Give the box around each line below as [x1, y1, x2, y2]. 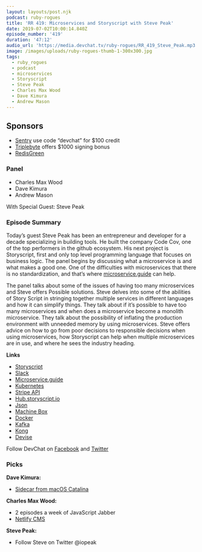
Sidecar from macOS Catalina [14, 486, 89, 493]
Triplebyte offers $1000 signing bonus [14, 143, 110, 151]
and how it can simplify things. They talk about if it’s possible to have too [6, 301, 187, 308]
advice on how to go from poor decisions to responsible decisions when [6, 327, 186, 334]
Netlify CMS [14, 515, 45, 522]
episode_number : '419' [6, 31, 63, 37]
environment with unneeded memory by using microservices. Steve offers [6, 320, 191, 328]
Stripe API [14, 389, 40, 396]
